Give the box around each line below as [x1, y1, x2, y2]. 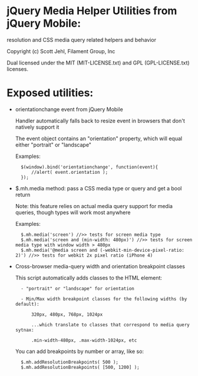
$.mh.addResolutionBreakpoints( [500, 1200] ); [21, 364, 140, 370]
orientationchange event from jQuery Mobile [15, 105, 123, 113]
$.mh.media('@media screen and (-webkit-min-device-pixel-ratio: [21, 247, 184, 253]
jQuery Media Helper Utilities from [6, 4, 177, 18]
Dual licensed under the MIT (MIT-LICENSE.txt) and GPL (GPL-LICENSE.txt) [6, 59, 190, 66]
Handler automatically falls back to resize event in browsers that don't [15, 117, 185, 124]
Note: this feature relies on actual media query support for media [15, 202, 173, 209]
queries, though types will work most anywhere [15, 209, 131, 216]
